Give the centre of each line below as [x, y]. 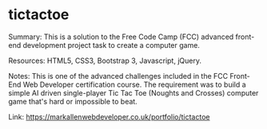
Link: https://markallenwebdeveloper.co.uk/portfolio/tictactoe [109, 116]
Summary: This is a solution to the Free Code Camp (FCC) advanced [121, 37]
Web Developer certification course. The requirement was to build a [134, 84]
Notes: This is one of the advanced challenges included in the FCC [118, 76]
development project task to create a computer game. [111, 45]
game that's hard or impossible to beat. [73, 101]
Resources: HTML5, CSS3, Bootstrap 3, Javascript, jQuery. [105, 61]
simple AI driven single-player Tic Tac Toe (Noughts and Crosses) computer [133, 92]
